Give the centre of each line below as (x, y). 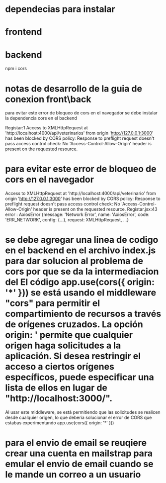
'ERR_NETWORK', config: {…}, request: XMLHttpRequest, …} (67, 220)
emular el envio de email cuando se (79, 464)
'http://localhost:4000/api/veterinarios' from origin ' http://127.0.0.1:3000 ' (79, 133)
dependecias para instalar (60, 9)
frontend (24, 32)
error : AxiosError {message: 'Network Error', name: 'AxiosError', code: (77, 214)
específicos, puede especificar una (80, 377)
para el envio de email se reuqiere (76, 443)
